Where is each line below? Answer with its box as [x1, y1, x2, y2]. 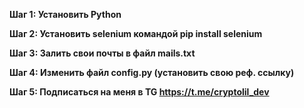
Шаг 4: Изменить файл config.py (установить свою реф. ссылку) [9, 67, 295, 78]
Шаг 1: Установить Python [9, 9, 122, 20]
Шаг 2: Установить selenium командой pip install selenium [9, 28, 263, 39]
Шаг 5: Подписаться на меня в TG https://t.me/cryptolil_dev [9, 86, 270, 98]
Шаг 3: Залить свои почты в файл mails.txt [9, 47, 196, 59]
